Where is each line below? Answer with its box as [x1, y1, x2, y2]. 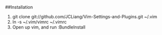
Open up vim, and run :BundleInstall [12, 24, 86, 30]
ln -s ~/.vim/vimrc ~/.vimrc [12, 19, 67, 25]
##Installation [5, 4, 33, 10]
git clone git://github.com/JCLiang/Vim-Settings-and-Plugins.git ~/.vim [12, 14, 158, 19]
